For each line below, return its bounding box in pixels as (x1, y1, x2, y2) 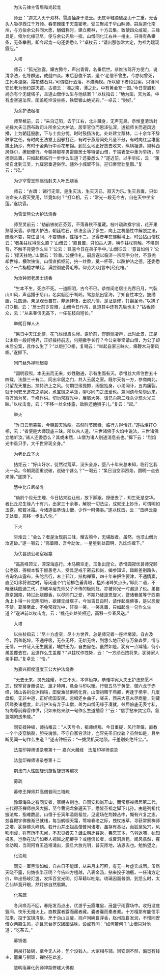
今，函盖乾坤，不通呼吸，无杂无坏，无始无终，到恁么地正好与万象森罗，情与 (5, 637, 160, 643)
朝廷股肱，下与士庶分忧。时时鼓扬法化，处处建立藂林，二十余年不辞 (22, 130, 160, 136)
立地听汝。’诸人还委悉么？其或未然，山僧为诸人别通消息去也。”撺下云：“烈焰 (5, 435, 156, 440)
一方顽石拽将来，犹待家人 (108, 650, 160, 656)
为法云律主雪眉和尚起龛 (13, 4, 61, 10)
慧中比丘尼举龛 (13, 484, 44, 490)
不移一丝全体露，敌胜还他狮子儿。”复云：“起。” (45, 401, 137, 407)
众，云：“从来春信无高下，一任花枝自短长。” (5, 310, 93, 316)
